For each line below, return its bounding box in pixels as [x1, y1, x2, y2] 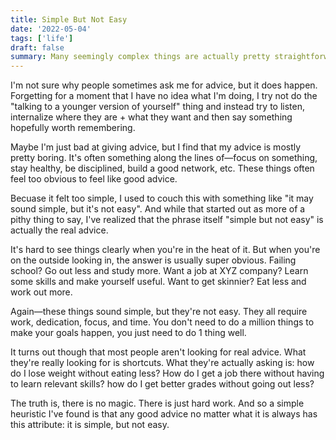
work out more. [10, 286, 73, 298]
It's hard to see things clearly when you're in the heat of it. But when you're [10, 244, 321, 256]
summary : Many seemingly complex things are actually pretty [10, 52, 271, 62]
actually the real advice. [10, 224, 109, 236]
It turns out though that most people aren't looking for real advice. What [10, 346, 307, 358]
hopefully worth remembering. [10, 122, 136, 134]
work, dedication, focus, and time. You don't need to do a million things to [10, 316, 315, 328]
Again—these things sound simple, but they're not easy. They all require [10, 306, 308, 318]
